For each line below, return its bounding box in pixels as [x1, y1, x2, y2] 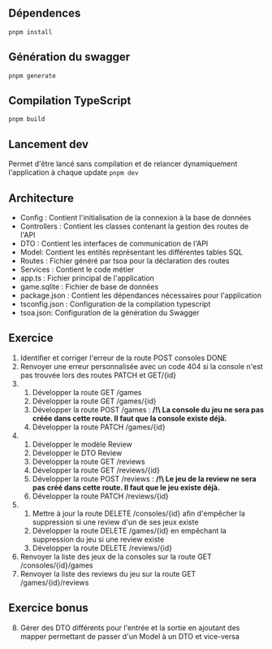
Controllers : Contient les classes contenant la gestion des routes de [19, 221, 249, 231]
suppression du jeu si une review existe [32, 534, 165, 544]
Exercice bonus [8, 601, 89, 615]
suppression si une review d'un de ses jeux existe [32, 516, 199, 527]
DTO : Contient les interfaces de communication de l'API [19, 239, 209, 249]
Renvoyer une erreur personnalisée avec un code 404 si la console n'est [19, 361, 264, 371]
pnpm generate [8, 72, 57, 80]
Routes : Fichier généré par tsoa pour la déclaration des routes [19, 256, 230, 266]
